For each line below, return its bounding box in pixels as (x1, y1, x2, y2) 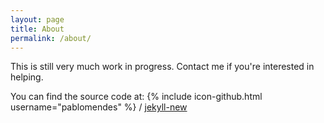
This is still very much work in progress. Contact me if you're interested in (10, 61, 315, 73)
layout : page (10, 14, 65, 25)
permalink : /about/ (10, 33, 92, 43)
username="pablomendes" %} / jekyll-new (10, 101, 188, 113)
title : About (10, 24, 65, 34)
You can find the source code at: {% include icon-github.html (10, 91, 263, 103)
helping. (10, 71, 44, 83)
